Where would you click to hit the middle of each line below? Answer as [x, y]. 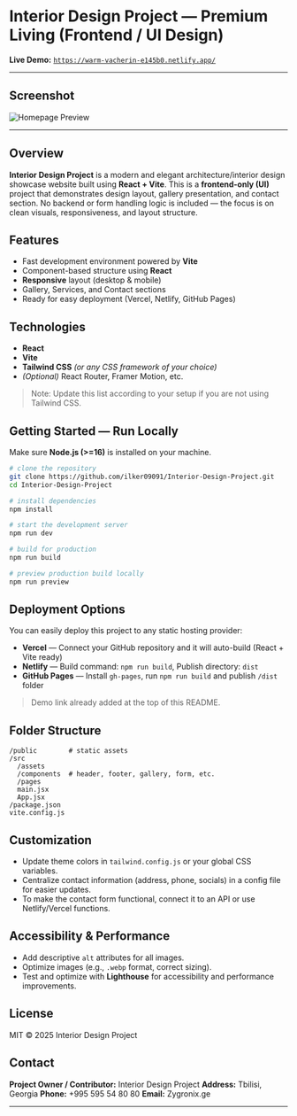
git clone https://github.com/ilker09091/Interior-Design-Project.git [142, 477]
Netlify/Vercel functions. [66, 909]
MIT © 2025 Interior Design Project [73, 1035]
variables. [40, 871]
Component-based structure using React [97, 271]
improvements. [49, 986]
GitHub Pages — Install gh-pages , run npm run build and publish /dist [150, 676]
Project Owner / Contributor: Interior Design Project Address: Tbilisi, [136, 1084]
